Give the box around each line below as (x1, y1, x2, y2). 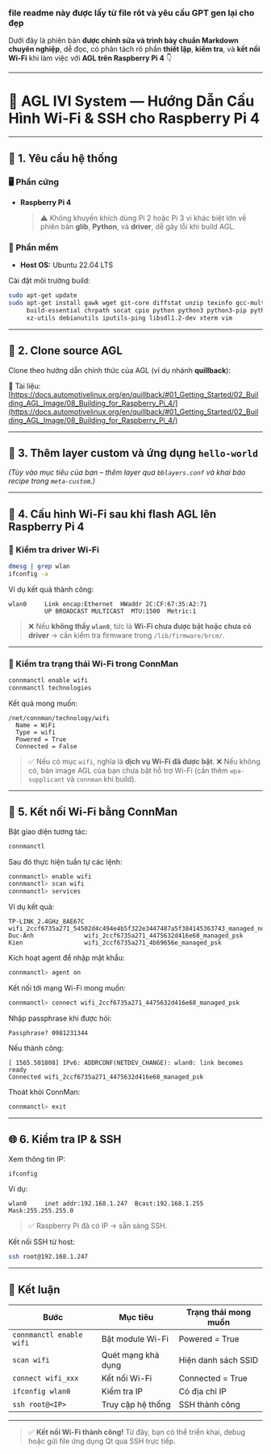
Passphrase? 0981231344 (8, 1029, 89, 1037)
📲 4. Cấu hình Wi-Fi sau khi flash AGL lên (8, 507, 217, 521)
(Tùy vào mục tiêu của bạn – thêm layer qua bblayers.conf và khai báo (8, 467, 246, 477)
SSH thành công (178, 1399, 240, 1410)
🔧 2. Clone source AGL (8, 344, 123, 358)
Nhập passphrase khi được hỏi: (8, 1013, 112, 1023)
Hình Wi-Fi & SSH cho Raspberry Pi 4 (8, 109, 261, 128)
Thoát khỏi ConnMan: (8, 1087, 81, 1096)
